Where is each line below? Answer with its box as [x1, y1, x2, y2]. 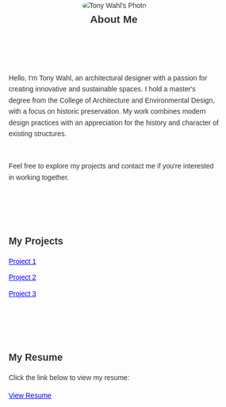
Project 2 [9, 273, 36, 282]
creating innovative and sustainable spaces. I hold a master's [9, 84, 197, 94]
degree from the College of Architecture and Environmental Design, [9, 95, 215, 105]
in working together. [9, 172, 70, 182]
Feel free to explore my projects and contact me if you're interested [9, 161, 214, 171]
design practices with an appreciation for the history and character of [9, 118, 219, 127]
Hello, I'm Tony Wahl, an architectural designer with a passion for [9, 73, 208, 83]
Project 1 [9, 257, 36, 266]
